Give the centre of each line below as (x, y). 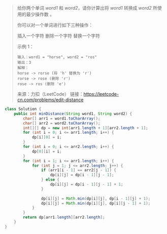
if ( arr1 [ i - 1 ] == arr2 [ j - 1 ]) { (79, 170)
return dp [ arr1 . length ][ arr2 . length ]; (64, 217)
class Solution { (23, 109)
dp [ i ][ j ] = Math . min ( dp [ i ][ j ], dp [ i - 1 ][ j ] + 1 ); (96, 199)
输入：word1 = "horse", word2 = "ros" (57, 57)
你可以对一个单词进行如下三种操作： (55, 25)
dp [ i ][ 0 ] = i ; (47, 137)
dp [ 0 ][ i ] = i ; (47, 151)
